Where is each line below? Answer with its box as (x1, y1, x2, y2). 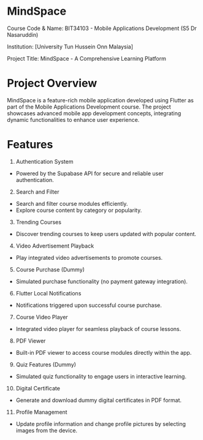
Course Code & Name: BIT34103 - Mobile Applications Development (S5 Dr (7, 25, 197, 32)
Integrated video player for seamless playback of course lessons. (15, 325, 182, 332)
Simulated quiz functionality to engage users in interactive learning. (15, 373, 186, 380)
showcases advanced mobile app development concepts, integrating (7, 109, 182, 117)
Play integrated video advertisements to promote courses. (15, 254, 163, 261)
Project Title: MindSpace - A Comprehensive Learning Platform (7, 55, 166, 62)
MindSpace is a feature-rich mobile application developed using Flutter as (7, 96, 194, 104)
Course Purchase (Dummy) (15, 265, 85, 273)
